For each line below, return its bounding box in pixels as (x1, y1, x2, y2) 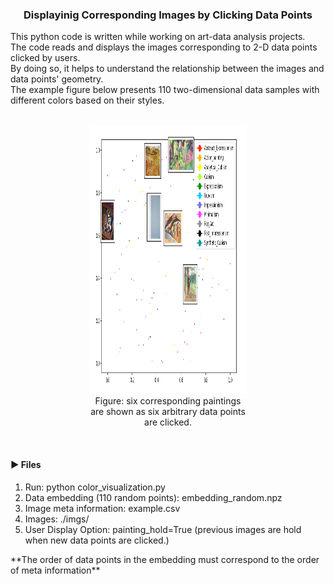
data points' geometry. (10, 73, 104, 85)
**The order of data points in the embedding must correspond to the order (10, 553, 320, 565)
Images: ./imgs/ (24, 513, 90, 525)
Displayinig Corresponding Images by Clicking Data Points (23, 8, 313, 22)
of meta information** (10, 564, 101, 576)
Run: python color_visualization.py (24, 481, 166, 493)
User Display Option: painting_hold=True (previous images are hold (24, 523, 302, 535)
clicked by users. (10, 52, 81, 64)
